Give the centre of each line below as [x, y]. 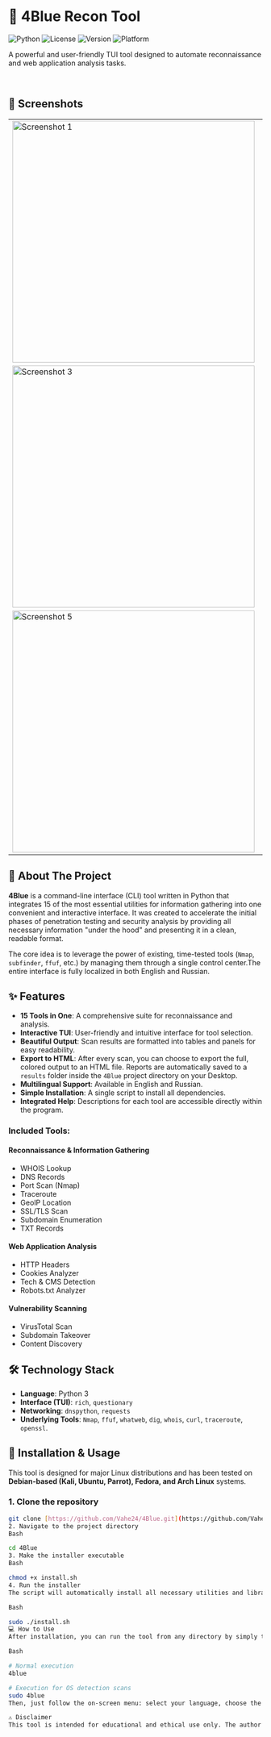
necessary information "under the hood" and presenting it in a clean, [122, 930]
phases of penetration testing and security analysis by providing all [120, 921]
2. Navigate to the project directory [73, 1526]
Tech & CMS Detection [58, 1281]
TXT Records [42, 1228]
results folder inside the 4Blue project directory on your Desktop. [129, 1076]
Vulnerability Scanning [48, 1309]
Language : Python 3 [54, 1393]
